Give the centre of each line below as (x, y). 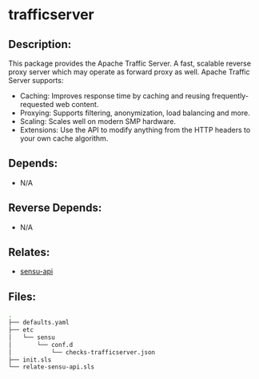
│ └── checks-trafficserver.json (82, 352)
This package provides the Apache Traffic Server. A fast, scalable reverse (130, 63)
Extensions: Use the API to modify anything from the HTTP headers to (135, 130)
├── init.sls (30, 360)
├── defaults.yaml (39, 323)
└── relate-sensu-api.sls (51, 367)
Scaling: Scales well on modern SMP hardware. (98, 121)
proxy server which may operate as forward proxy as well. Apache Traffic (129, 72)
